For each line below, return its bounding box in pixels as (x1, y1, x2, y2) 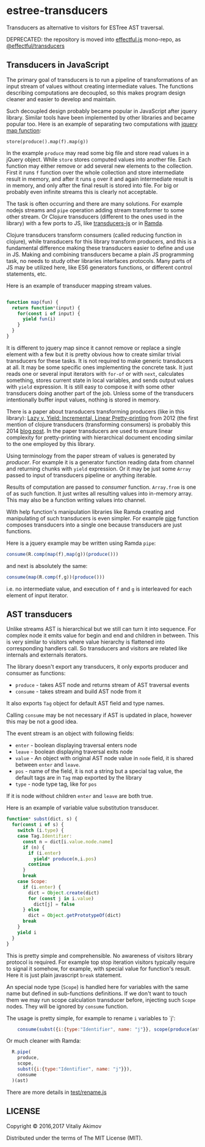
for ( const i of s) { (12, 822, 64, 828)
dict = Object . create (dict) (28, 890, 99, 896)
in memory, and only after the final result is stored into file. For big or (6, 181, 179, 189)
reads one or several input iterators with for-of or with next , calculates (6, 370, 184, 377)
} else (22, 907, 40, 913)
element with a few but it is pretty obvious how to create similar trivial (6, 350, 181, 358)
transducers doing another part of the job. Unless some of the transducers (6, 389, 194, 397)
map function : (6, 126, 41, 134)
